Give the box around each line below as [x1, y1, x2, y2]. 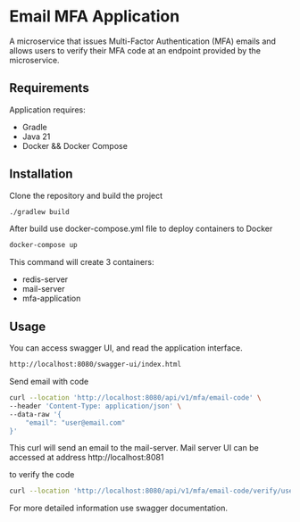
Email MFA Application [9, 6, 180, 27]
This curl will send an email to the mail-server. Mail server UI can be [9, 443, 259, 453]
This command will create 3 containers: [9, 257, 154, 268]
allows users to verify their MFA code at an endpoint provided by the [9, 45, 262, 55]
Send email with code [9, 377, 89, 386]
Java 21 [21, 131, 51, 142]
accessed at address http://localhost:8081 [9, 452, 164, 463]
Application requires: [9, 104, 87, 115]
